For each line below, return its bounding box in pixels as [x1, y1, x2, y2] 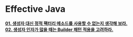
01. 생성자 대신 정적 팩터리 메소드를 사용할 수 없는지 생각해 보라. [5, 20, 128, 26]
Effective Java [5, 3, 66, 15]
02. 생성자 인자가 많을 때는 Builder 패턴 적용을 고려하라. [5, 26, 114, 33]
